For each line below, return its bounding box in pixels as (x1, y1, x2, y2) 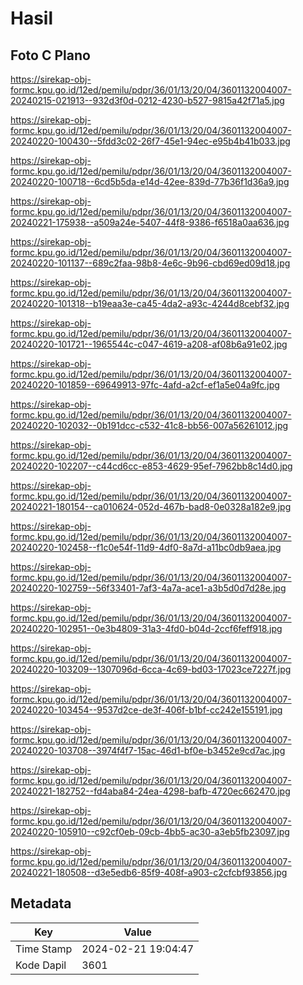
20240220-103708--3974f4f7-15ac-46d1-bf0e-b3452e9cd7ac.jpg (10, 745, 286, 756)
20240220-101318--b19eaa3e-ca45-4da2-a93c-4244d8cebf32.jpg (10, 298, 290, 309)
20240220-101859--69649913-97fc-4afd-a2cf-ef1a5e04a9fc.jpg (10, 379, 280, 391)
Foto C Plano (10, 47, 91, 64)
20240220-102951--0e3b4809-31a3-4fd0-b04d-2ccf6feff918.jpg (10, 623, 283, 634)
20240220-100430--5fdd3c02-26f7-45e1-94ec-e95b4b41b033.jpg (10, 135, 291, 147)
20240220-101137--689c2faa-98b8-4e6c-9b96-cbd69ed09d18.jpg (10, 257, 291, 269)
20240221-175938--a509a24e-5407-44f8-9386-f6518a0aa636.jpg (10, 217, 290, 228)
